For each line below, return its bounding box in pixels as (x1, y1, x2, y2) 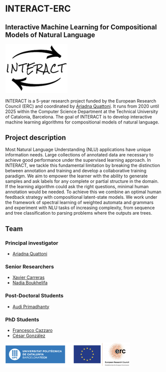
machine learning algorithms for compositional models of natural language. (5, 119, 160, 125)
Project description (5, 133, 66, 142)
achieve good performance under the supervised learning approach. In (5, 157, 151, 163)
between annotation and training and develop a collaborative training (5, 168, 147, 174)
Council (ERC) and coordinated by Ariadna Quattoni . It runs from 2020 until (5, 103, 160, 109)
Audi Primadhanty (12, 303, 50, 309)
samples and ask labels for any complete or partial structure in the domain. (5, 178, 159, 184)
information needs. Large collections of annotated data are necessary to (5, 152, 154, 158)
